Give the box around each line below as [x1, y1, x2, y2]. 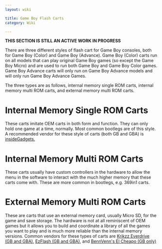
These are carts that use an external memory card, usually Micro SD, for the [5, 213, 157, 218]
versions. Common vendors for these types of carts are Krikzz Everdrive [5, 233, 150, 239]
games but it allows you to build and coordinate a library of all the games [5, 223, 150, 229]
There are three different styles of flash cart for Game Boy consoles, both [5, 47, 152, 53]
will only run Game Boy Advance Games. [5, 73, 86, 79]
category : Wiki [5, 20, 36, 25]
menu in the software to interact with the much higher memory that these [5, 174, 151, 180]
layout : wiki [5, 7, 32, 12]
